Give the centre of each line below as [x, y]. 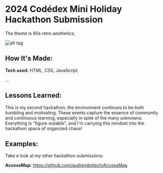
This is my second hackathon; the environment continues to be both [75, 107]
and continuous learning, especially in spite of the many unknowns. [74, 118]
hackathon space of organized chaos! [44, 128]
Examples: [22, 144]
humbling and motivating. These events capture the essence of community [82, 113]
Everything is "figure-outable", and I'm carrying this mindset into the [75, 123]
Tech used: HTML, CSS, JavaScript [41, 70]
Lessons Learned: [33, 96]
